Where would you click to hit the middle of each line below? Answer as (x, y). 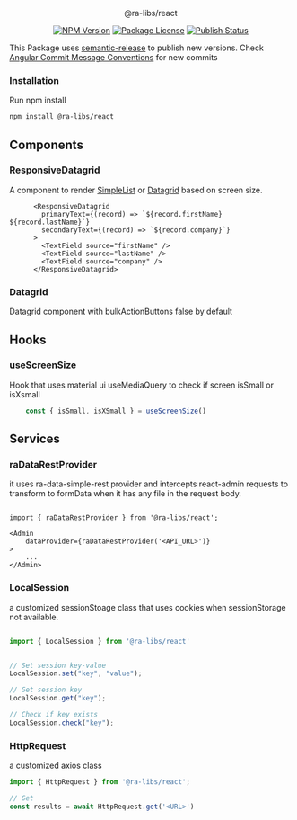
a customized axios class (56, 766)
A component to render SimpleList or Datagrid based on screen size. (136, 190)
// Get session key (46, 690)
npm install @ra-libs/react (62, 117)
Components (46, 144)
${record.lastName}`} (50, 222)
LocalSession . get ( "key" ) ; (57, 699)
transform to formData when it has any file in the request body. (126, 494)
